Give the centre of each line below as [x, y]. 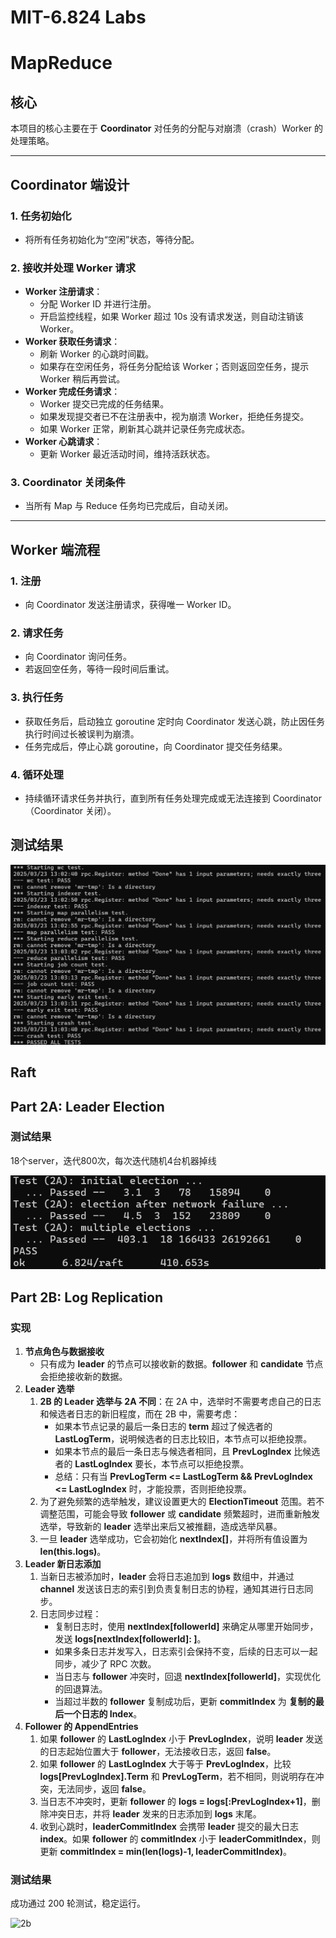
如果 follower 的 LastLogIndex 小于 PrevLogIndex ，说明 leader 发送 [181, 1739]
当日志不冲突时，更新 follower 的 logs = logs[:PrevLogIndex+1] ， [175, 1802]
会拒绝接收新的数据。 [83, 1377]
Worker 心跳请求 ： [63, 442]
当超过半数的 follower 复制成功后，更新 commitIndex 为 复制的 [185, 1702]
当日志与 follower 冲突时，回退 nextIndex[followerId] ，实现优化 [188, 1677]
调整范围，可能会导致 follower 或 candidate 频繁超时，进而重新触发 [180, 1514]
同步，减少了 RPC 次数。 [105, 1664]
